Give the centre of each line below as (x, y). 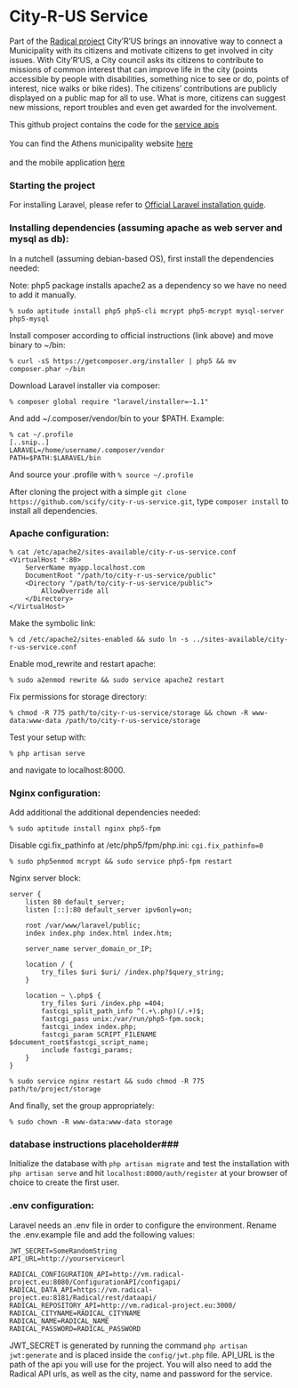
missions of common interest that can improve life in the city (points (133, 69)
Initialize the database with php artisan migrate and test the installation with (149, 1164)
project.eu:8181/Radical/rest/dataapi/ (83, 1297)
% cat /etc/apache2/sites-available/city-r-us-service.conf (123, 552)
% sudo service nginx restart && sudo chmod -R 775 (107, 1082)
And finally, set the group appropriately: (82, 1106)
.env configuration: (52, 1205)
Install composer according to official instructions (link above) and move (141, 335)
